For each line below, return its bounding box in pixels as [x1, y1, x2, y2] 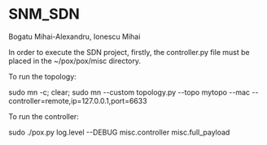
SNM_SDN [8, 5, 80, 23]
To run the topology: [8, 71, 77, 81]
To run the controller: [8, 111, 79, 122]
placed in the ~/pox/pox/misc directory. [8, 56, 141, 66]
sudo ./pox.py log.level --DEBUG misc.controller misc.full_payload [8, 127, 230, 137]
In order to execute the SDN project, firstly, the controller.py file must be [8, 47, 250, 57]
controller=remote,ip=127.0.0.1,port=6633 [8, 96, 148, 105]
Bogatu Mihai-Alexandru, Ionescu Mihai [8, 32, 141, 41]
